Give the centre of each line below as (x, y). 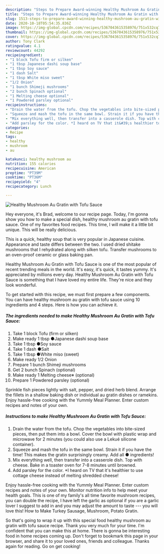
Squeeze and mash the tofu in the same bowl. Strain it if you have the (82, 449)
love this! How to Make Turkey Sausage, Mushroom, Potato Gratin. (72, 511)
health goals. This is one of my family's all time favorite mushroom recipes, (81, 495)
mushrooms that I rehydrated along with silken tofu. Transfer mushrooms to (81, 249)
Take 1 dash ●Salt (31, 349)
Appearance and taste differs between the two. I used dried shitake (73, 244)
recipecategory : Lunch (28, 187)
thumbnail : (17, 32)
